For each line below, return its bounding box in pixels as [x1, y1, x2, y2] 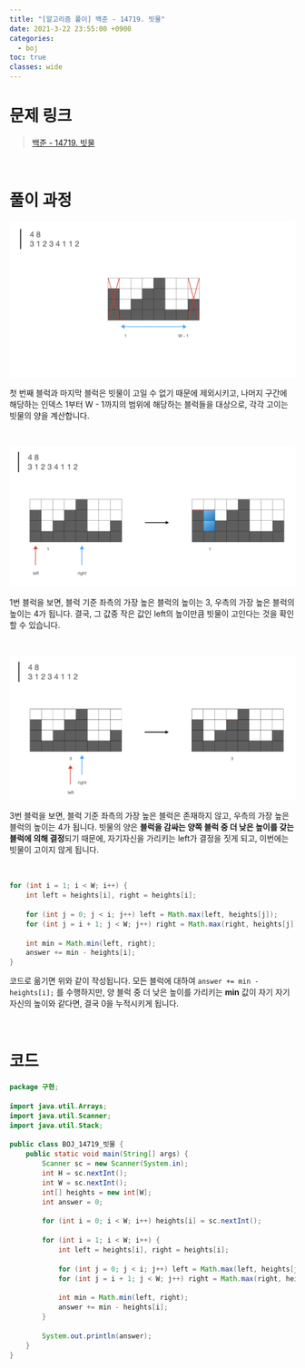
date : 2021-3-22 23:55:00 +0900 [9, 24, 132, 34]
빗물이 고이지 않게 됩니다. [9, 844, 100, 855]
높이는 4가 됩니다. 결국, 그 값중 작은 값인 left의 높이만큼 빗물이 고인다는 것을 [9, 608, 278, 619]
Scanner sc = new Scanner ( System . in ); [42, 1159, 189, 1168]
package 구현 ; [9, 1083, 59, 1092]
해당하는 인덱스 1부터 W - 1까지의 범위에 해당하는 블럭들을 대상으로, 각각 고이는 [9, 399, 289, 409]
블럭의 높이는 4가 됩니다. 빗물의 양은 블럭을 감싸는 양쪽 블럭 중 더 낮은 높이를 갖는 [9, 822, 295, 832]
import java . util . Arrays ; [9, 1101, 107, 1111]
